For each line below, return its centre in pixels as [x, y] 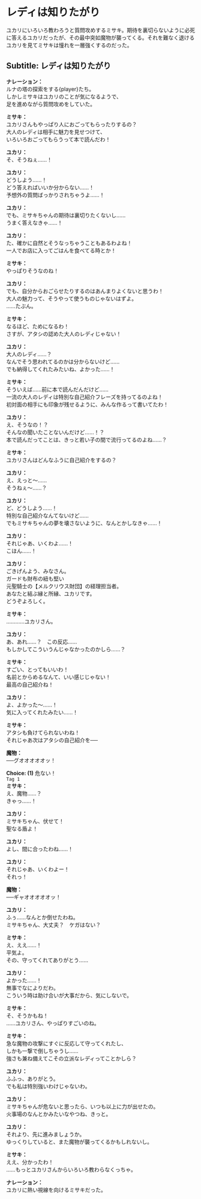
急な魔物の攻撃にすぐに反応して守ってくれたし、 [67, 1043]
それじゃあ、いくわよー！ [38, 869]
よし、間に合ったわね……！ [40, 849]
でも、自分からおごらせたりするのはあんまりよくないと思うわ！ [85, 291]
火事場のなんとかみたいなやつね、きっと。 [59, 1114]
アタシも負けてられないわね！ [43, 732]
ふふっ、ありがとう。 [32, 1078]
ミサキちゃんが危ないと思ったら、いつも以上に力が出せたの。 [82, 1106]
